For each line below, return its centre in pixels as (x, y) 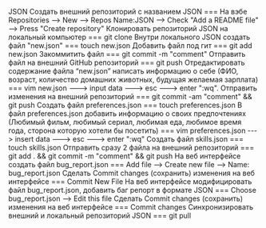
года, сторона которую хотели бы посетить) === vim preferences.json (127, 130)
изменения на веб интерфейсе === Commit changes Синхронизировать (131, 207)
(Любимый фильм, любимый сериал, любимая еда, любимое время (125, 122)
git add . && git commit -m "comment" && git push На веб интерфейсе (125, 156)
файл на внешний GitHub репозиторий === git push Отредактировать (127, 62)
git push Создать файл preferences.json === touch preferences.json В (125, 105)
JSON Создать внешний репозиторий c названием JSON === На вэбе (128, 12)
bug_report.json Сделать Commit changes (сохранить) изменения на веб (132, 173)
